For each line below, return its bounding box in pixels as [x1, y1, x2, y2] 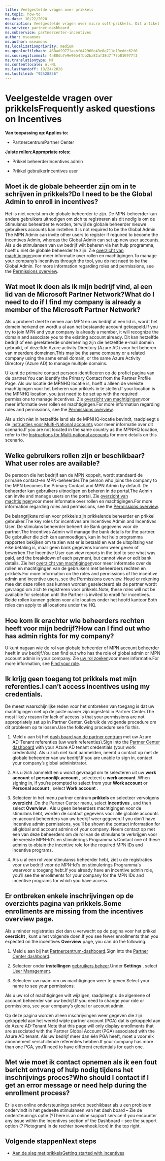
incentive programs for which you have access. [12, 877, 109, 883]
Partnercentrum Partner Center [12, 139, 75, 145]
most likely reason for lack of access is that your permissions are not [5, 714, 145, 720]
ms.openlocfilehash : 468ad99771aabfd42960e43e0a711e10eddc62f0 [5, 48, 138, 53]
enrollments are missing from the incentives [5, 907, 144, 916]
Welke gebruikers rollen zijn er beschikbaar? [5, 451, 145, 460]
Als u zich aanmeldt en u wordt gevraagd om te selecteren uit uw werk [12, 769, 156, 775]
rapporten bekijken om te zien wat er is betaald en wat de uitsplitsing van [5, 539, 154, 545]
